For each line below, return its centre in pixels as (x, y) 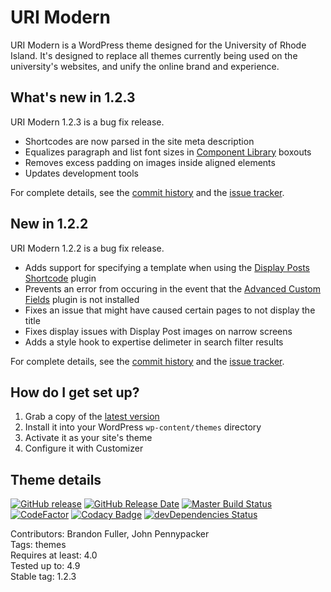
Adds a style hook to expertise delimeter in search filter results (154, 342)
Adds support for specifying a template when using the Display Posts (167, 267)
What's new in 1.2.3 (73, 97)
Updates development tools (81, 173)
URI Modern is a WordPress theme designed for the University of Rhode (158, 45)
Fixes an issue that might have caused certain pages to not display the (170, 310)
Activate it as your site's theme (88, 438)
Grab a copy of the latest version (92, 417)
